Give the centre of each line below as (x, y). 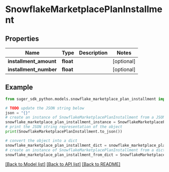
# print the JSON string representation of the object (64, 127)
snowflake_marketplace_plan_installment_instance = (60, 122)
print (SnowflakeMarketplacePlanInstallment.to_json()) (64, 132)
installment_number (32, 69)
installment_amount (32, 61)
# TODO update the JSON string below (45, 108)
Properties (22, 39)
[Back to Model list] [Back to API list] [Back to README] (63, 164)
